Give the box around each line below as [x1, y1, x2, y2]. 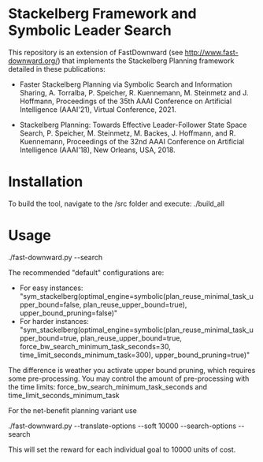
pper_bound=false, [19, 300, 82, 309]
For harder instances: [19, 316, 89, 326]
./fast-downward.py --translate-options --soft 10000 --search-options [8, 421, 237, 430]
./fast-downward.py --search [8, 252, 103, 262]
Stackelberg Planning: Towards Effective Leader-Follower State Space [19, 120, 247, 129]
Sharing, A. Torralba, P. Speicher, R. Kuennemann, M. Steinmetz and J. [19, 88, 249, 97]
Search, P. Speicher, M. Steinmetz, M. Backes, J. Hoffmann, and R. [19, 128, 236, 138]
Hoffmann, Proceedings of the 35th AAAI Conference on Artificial [19, 96, 232, 106]
